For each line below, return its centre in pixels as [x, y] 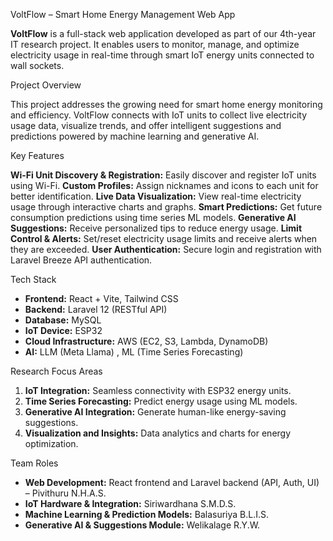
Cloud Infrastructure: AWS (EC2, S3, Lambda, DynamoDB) [146, 341]
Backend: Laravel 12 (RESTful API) [96, 309]
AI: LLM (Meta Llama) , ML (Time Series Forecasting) [134, 352]
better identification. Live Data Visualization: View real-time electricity [156, 196]
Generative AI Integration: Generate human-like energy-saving [155, 412]
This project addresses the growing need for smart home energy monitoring [166, 104]
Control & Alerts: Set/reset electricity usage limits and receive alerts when [164, 238]
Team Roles [34, 463]
